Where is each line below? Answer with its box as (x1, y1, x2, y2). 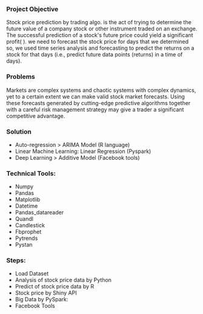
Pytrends (15, 234, 38, 242)
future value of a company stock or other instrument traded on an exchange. (6, 25, 198, 32)
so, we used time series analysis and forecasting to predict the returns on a (6, 44, 195, 52)
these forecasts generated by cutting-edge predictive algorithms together (6, 99, 191, 106)
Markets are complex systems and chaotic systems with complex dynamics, (6, 86, 196, 94)
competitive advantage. (6, 112, 65, 120)
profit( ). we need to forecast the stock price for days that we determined (6, 38, 189, 46)
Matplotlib (15, 196, 41, 203)
